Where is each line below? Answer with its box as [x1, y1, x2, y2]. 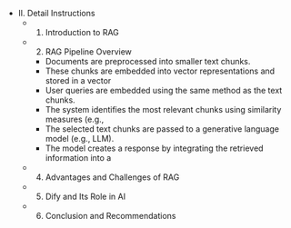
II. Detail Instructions [17, 8, 95, 18]
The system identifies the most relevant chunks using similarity [45, 104, 282, 114]
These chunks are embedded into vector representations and [45, 65, 276, 76]
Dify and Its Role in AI [45, 191, 125, 202]
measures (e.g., [45, 114, 105, 124]
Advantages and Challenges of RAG [45, 172, 180, 183]
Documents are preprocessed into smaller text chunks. [45, 56, 251, 66]
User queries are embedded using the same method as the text [45, 85, 283, 95]
